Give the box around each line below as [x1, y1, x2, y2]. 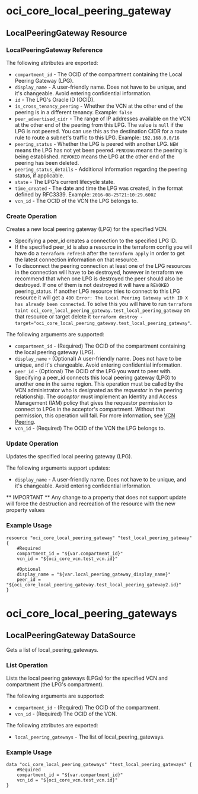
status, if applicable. [14, 171, 65, 179]
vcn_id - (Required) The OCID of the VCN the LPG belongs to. [14, 424, 165, 432]
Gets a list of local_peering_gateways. [6, 646, 99, 653]
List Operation [6, 661, 48, 669]
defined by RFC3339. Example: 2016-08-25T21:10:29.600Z [14, 190, 156, 198]
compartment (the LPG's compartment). [6, 681, 104, 688]
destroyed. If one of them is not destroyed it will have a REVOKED [14, 282, 170, 289]
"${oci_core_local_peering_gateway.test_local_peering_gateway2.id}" [6, 582, 182, 587]
